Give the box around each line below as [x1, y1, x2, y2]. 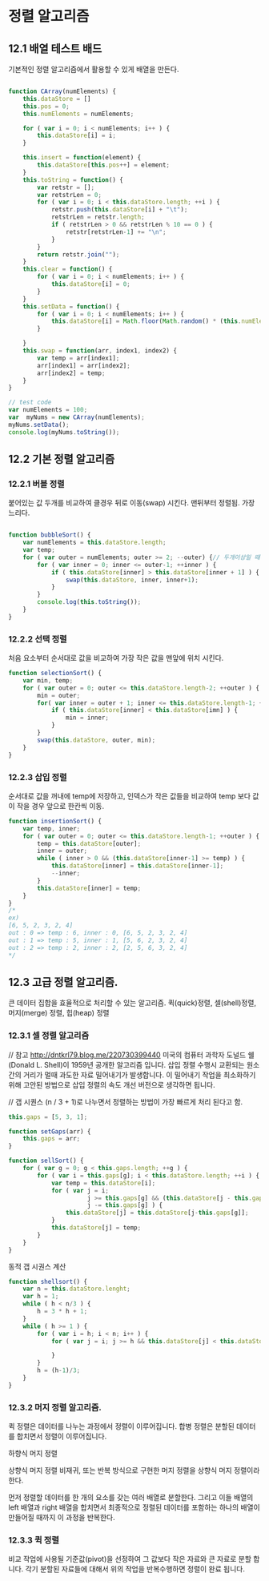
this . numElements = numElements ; [22, 110, 134, 118]
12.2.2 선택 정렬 [8, 634, 67, 645]
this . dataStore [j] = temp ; [50, 1224, 142, 1232]
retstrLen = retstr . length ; [50, 213, 146, 221]
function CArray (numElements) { [8, 87, 116, 95]
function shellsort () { [8, 1277, 88, 1285]
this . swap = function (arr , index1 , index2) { [22, 347, 178, 355]
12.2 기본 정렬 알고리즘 [8, 453, 115, 466]
